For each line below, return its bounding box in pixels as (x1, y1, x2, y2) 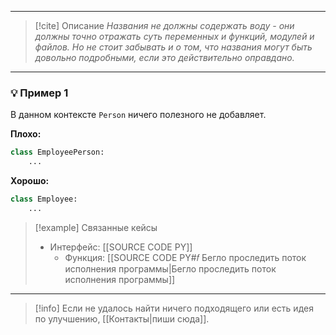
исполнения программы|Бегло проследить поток (64, 262, 277, 275)
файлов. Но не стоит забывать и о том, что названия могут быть (34, 41, 313, 53)
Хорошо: (10, 175, 50, 187)
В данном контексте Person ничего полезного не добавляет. (10, 109, 267, 121)
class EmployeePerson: (10, 147, 105, 158)
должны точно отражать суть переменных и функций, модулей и (34, 31, 315, 42)
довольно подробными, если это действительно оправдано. (34, 52, 295, 63)
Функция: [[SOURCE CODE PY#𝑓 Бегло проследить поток (64, 251, 307, 263)
